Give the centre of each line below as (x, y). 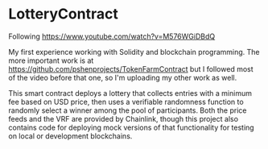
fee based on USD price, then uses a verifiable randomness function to (126, 101)
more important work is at (51, 60)
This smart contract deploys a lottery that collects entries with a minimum (130, 93)
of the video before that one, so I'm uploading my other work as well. (123, 77)
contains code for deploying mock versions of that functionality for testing (132, 127)
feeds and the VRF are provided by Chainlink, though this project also (124, 118)
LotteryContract (63, 14)
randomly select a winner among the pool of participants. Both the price (128, 110)
